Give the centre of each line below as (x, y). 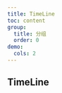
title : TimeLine (31, 14)
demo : (15, 47)
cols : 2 (25, 54)
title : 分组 (30, 34)
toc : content (26, 21)
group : (17, 27)
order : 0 (26, 40)
